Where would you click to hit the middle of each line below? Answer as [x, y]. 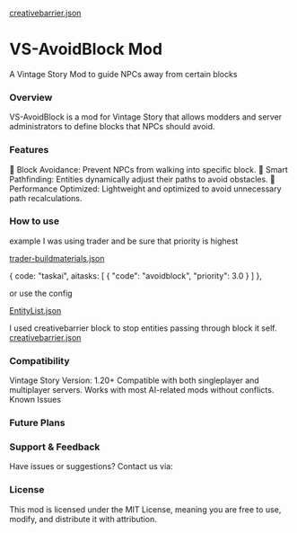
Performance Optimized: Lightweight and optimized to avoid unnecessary [145, 189]
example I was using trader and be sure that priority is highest [124, 241]
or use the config [41, 293]
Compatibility [39, 360]
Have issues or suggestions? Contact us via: [91, 466]
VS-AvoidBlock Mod [86, 49]
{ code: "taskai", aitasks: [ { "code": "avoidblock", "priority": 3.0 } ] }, [136, 275]
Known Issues [35, 400]
